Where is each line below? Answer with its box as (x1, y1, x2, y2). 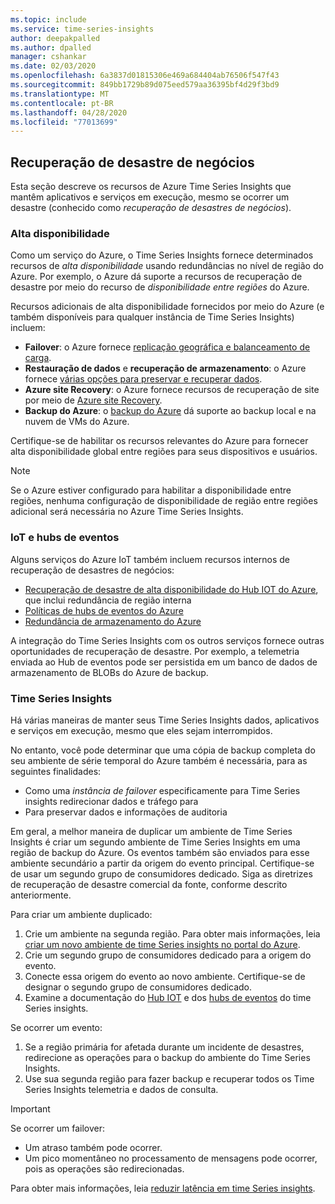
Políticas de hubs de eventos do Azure (24, 604, 184, 616)
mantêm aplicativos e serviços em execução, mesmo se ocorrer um (10, 191, 290, 203)
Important (10, 1102, 51, 1115)
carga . (24, 352, 52, 364)
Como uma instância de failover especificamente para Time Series (24, 784, 301, 796)
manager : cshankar (10, 52, 87, 62)
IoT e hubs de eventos (10, 531, 120, 545)
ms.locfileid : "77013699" (10, 117, 118, 127)
